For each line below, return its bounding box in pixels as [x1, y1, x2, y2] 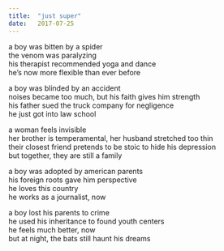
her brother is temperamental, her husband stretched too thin [8, 133, 213, 143]
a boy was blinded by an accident [8, 83, 121, 93]
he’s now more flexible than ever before [8, 67, 141, 77]
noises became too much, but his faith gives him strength [8, 91, 200, 101]
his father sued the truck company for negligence [8, 100, 174, 110]
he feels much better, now [8, 224, 96, 235]
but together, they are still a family [8, 151, 123, 160]
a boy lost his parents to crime [8, 207, 110, 217]
